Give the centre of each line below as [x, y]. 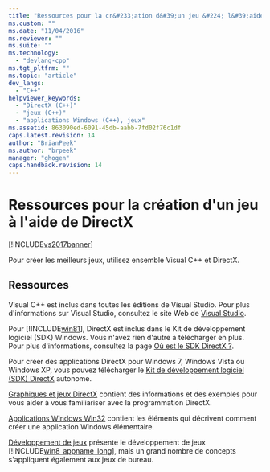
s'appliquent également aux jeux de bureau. [81, 459]
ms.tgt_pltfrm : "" [39, 68]
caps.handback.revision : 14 [55, 166]
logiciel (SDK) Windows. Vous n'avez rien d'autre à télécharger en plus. [127, 337]
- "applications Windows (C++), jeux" [81, 121]
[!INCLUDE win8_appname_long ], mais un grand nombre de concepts [123, 450]
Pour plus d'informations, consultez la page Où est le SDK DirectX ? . [121, 346]
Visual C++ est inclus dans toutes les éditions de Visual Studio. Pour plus [129, 304]
